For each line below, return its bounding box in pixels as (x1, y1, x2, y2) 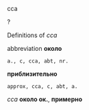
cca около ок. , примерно (7, 95, 83, 103)
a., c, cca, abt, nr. (7, 58, 69, 65)
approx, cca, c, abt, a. (7, 83, 78, 90)
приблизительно (7, 70, 58, 78)
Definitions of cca (7, 31, 58, 39)
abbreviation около (7, 45, 62, 52)
